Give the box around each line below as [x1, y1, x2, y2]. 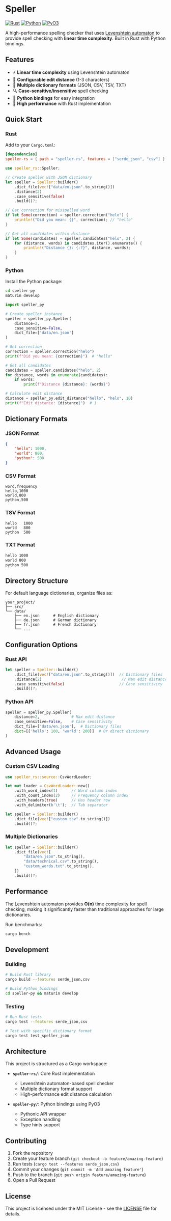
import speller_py [5, 302, 44, 308]
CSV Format [5, 472, 36, 479]
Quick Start [5, 115, 42, 124]
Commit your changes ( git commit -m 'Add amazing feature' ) [12, 1167, 144, 1173]
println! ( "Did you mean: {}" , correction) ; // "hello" [14, 217, 133, 223]
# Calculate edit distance [5, 391, 63, 396]
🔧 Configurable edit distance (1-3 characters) [12, 76, 110, 82]
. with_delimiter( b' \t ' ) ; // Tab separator [14, 802, 108, 808]
